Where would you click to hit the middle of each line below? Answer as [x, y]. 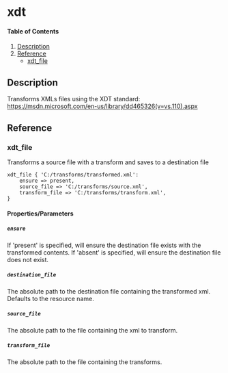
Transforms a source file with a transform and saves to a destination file [108, 162]
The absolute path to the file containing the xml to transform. [92, 331]
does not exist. [28, 260]
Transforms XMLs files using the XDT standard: [74, 99]
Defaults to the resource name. [51, 299]
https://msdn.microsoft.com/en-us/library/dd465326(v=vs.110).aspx [102, 106]
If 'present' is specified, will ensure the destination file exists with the [104, 245]
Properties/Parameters [40, 214]
